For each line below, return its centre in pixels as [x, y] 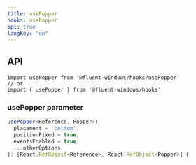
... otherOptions [37, 148]
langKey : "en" [28, 33]
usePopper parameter [45, 107]
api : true [22, 27]
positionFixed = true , [47, 135]
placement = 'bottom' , [47, 129]
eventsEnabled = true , [47, 141]
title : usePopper [33, 14]
